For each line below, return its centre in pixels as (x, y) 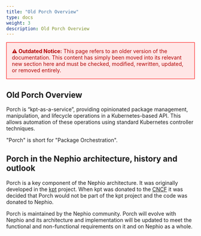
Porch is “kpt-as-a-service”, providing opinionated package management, (97, 109)
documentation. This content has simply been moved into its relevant (97, 58)
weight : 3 (19, 23)
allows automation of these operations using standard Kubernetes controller (100, 122)
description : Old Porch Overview (48, 29)
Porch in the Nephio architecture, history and (92, 159)
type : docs (20, 17)
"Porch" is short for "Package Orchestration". (62, 140)
